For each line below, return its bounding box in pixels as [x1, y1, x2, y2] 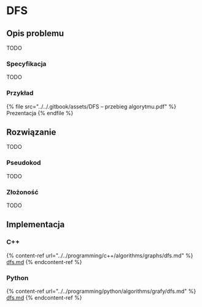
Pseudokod [6, 159, 41, 167]
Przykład [6, 89, 34, 97]
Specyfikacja [6, 59, 47, 68]
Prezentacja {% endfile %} [6, 109, 74, 116]
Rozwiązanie [6, 127, 56, 137]
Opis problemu [6, 28, 64, 39]
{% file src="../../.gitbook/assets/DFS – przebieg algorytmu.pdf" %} [6, 102, 177, 110]
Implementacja [6, 219, 65, 230]
